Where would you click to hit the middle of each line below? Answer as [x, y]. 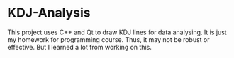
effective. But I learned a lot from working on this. [80, 47]
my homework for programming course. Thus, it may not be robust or [108, 39]
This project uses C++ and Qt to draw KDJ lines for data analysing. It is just [117, 32]
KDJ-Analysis [49, 13]
